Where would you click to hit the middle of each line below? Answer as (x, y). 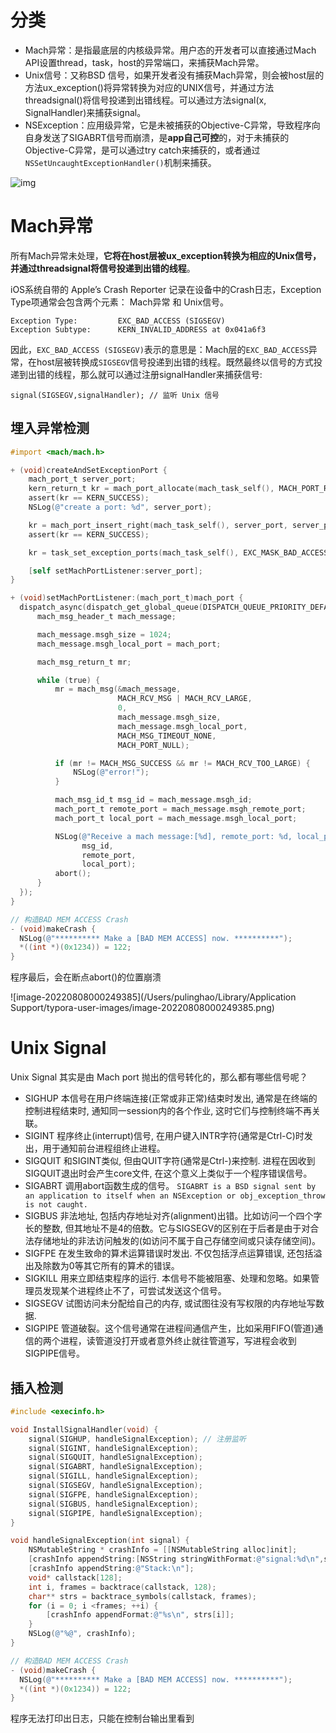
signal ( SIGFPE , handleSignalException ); (113, 1494)
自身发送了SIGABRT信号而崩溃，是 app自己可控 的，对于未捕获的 (157, 137)
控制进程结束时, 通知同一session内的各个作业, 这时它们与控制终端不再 (168, 1111)
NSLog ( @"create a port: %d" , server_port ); (120, 507)
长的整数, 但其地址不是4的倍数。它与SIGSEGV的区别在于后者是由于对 (167, 1228)
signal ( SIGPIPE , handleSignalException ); (115, 1513)
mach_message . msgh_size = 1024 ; (104, 634)
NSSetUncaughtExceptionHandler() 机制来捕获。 (120, 162)
